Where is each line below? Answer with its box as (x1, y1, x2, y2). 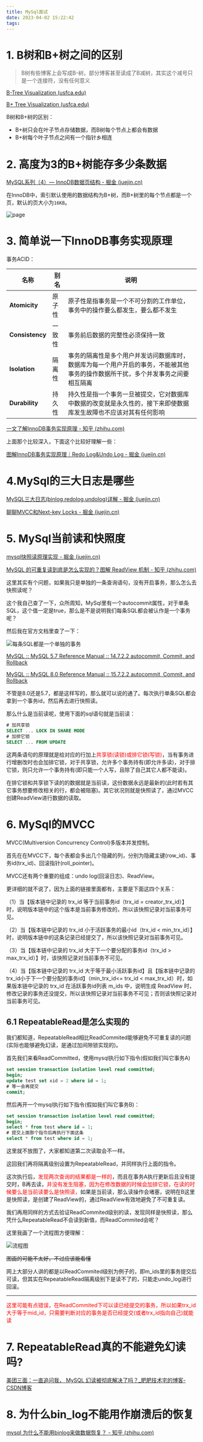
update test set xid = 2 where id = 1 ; (6, 1078, 107, 1084)
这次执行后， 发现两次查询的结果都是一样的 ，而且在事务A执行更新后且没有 (6, 1173, 190, 1181)
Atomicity (9, 301, 38, 309)
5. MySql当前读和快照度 (6, 532, 126, 546)
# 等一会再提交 (6, 1083, 39, 1090)
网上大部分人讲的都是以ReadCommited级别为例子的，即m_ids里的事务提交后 (6, 1268, 197, 1275)
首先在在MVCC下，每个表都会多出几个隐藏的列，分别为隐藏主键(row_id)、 (6, 852, 191, 859)
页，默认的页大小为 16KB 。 (6, 199, 71, 206)
